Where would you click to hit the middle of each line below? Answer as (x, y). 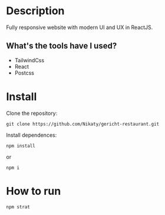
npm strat (18, 207)
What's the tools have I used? (62, 46)
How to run (34, 191)
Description (35, 11)
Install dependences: (32, 135)
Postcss (24, 73)
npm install (21, 146)
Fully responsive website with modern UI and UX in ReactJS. (80, 27)
